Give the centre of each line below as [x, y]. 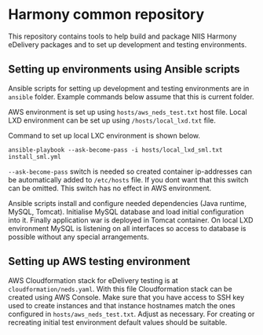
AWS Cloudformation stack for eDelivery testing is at [93, 280]
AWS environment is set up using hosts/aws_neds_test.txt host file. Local [128, 112]
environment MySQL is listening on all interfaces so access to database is [127, 228]
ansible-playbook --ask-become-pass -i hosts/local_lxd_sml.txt [115, 150]
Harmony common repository [106, 15]
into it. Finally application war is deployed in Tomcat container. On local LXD [131, 220]
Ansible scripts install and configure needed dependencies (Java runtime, [128, 203]
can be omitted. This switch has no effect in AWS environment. [110, 188]
